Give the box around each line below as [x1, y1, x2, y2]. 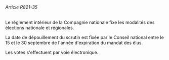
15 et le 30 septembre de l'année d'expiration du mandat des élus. [5, 40, 143, 46]
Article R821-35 [5, 4, 38, 10]
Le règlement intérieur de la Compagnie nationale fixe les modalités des [5, 19, 155, 25]
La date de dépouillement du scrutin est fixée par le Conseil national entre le [5, 34, 164, 40]
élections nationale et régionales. [5, 25, 74, 31]
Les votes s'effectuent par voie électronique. [5, 49, 99, 55]
